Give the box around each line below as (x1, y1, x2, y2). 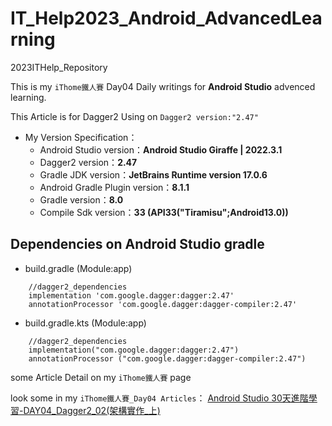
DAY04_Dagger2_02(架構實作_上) (23, 404, 161, 416)
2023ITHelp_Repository (10, 61, 108, 73)
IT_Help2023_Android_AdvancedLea (10, 7, 323, 30)
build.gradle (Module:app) (24, 262, 133, 274)
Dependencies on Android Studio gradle (10, 236, 265, 253)
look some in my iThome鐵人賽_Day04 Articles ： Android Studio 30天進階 (10, 392, 309, 404)
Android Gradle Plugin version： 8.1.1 (39, 181, 190, 193)
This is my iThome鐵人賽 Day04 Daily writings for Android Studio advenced (10, 80, 316, 92)
